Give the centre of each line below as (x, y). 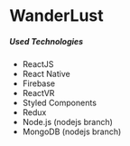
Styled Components (60, 103)
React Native (46, 74)
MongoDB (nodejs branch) (72, 131)
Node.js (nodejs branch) (67, 122)
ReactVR (38, 93)
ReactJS (38, 64)
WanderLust (56, 16)
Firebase (39, 83)
